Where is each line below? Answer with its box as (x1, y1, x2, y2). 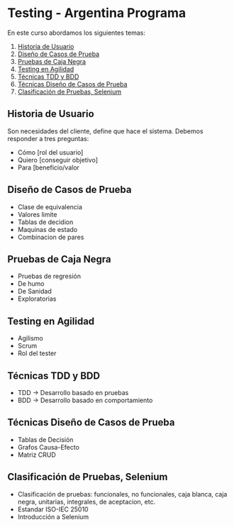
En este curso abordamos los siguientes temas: (7, 28, 145, 37)
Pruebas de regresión (17, 272, 82, 281)
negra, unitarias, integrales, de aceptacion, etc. (17, 497, 156, 506)
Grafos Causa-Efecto (17, 443, 80, 451)
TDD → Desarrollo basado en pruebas (17, 389, 129, 396)
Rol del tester (17, 349, 57, 357)
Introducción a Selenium (17, 512, 89, 521)
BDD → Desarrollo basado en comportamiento (17, 396, 153, 404)
